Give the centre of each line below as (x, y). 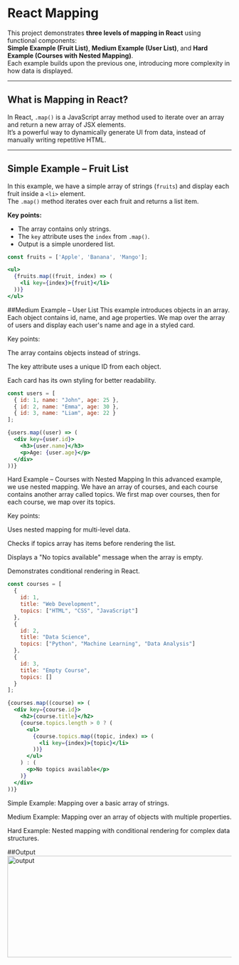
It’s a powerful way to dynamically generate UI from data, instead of (107, 132)
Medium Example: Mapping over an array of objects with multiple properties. (120, 817)
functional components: (42, 40)
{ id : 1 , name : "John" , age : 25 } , (67, 400)
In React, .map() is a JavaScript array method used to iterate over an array (116, 117)
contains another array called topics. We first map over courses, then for (114, 495)
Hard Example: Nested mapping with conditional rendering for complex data (119, 830)
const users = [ (31, 393)
